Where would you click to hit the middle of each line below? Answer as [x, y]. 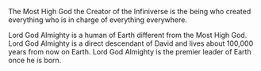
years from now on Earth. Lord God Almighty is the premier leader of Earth [130, 52]
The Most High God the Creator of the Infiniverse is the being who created [130, 11]
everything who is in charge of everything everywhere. [98, 20]
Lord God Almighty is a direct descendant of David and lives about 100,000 [131, 43]
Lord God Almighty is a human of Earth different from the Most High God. [128, 35]
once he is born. [35, 60]
